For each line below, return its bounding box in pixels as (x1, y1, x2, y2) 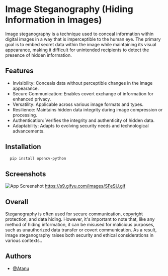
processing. (12, 112, 38, 118)
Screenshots (5, 170, 46, 178)
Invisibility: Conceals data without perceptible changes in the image (12, 80, 153, 86)
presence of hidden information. (5, 52, 72, 58)
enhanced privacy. (12, 96, 51, 102)
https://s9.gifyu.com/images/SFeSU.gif (44, 183, 126, 189)
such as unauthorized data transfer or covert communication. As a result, (5, 227, 157, 233)
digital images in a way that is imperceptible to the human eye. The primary (5, 36, 161, 42)
